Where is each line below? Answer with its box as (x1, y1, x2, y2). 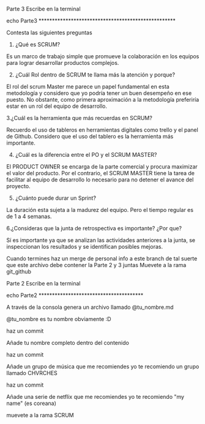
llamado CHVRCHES (6, 369, 58, 376)
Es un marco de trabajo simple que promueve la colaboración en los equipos (6, 53, 199, 60)
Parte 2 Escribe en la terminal (6, 280, 81, 287)
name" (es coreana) (6, 399, 57, 407)
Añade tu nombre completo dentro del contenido (6, 339, 130, 346)
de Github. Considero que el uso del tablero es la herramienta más (6, 133, 174, 140)
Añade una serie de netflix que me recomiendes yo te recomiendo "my (6, 393, 185, 400)
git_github (6, 268, 32, 275)
